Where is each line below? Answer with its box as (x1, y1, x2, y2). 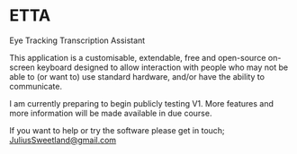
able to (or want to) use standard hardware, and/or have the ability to (9, 71, 265, 81)
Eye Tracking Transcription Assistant (9, 35, 146, 46)
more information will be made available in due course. (9, 107, 212, 118)
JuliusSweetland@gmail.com (9, 134, 117, 145)
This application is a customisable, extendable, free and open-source (9, 52, 266, 63)
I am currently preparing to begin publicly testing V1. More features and (9, 98, 274, 108)
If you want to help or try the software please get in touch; (9, 124, 225, 135)
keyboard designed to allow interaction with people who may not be (36, 62, 289, 73)
